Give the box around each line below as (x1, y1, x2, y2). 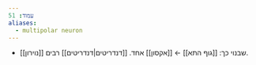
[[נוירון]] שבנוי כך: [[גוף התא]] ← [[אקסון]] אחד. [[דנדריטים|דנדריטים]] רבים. (19, 48, 249, 58)
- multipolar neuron (15, 26, 83, 34)
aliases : (8, 19, 37, 27)
